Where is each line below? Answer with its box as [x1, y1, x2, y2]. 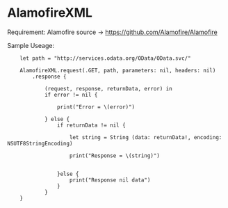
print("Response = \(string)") [69, 152, 160, 159]
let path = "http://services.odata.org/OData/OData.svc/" [19, 54, 191, 62]
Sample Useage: [7, 41, 54, 49]
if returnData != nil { [56, 122, 127, 129]
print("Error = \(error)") [56, 103, 136, 111]
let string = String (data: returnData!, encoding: [69, 134, 222, 141]
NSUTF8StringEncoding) [7, 140, 73, 147]
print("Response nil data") [69, 176, 151, 184]
